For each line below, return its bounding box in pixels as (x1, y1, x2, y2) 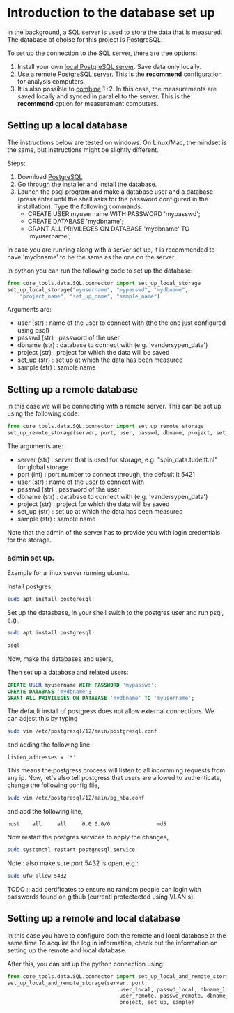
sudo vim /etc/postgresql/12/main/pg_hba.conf (7, 795, 145, 802)
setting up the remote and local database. (7, 946, 127, 954)
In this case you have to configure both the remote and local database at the (7, 931, 226, 939)
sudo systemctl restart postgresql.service (7, 846, 136, 853)
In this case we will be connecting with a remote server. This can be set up (7, 402, 221, 411)
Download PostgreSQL (17, 172, 83, 181)
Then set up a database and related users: (7, 668, 129, 676)
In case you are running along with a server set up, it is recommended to (7, 245, 215, 254)
